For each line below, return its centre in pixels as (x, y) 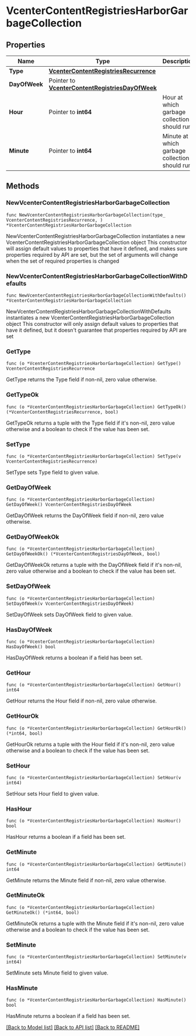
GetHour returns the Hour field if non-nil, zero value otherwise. (82, 701)
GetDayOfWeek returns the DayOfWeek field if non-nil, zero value (85, 515)
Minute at (175, 136)
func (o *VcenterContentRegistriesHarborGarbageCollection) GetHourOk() (96, 728)
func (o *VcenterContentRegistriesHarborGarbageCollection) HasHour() (94, 821)
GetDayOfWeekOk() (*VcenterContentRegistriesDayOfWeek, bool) (83, 554)
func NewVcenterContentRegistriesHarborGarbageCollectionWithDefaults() (96, 295)
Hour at (173, 97)
